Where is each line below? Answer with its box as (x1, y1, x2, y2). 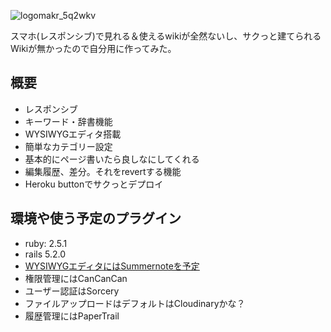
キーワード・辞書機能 (24, 115, 113, 127)
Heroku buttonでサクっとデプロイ (24, 178, 164, 190)
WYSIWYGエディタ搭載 (24, 128, 122, 140)
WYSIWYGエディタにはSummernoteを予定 (24, 260, 200, 272)
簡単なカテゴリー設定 (24, 140, 113, 152)
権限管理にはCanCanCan (24, 272, 128, 284)
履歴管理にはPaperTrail (24, 310, 120, 322)
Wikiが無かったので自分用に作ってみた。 (10, 43, 177, 54)
